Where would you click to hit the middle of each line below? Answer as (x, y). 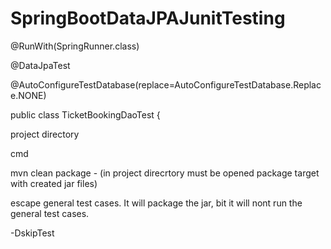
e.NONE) (28, 95)
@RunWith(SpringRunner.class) (75, 46)
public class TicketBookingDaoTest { (85, 114)
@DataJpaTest (40, 65)
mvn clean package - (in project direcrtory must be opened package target (165, 173)
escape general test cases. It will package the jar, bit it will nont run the (156, 203)
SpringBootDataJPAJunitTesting (148, 18)
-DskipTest (32, 233)
